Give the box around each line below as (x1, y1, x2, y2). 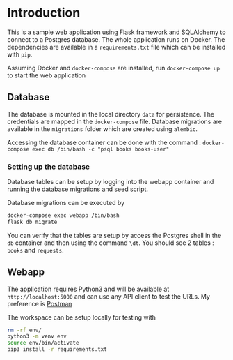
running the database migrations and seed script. (7, 185, 148, 193)
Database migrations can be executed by (7, 199, 125, 207)
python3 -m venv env (7, 333, 67, 340)
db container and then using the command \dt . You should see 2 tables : (7, 239, 214, 247)
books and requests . (7, 246, 64, 254)
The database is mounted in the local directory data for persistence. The (7, 110, 215, 118)
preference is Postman (7, 299, 72, 308)
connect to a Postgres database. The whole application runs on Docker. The (7, 35, 225, 43)
